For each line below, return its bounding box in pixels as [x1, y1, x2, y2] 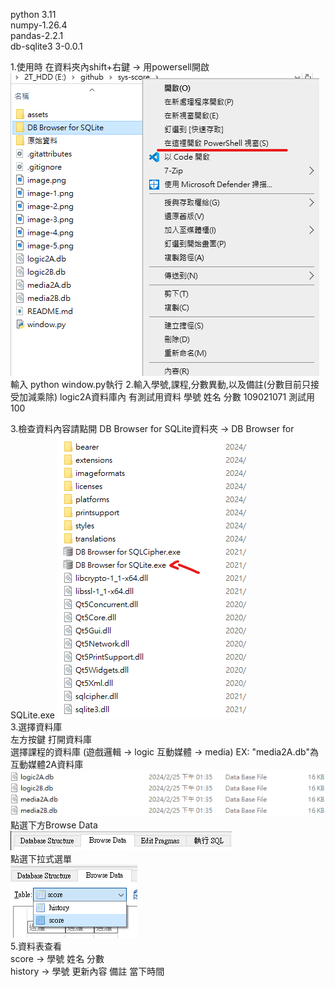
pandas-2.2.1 [10, 30, 64, 41]
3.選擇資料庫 [10, 721, 63, 733]
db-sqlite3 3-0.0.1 [10, 40, 83, 52]
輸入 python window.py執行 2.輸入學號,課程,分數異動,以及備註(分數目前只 [10, 379, 311, 390]
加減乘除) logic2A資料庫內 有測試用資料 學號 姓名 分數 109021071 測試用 [18, 391, 316, 403]
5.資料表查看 [10, 940, 62, 953]
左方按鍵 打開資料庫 [10, 734, 92, 745]
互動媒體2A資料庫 [10, 759, 84, 770]
